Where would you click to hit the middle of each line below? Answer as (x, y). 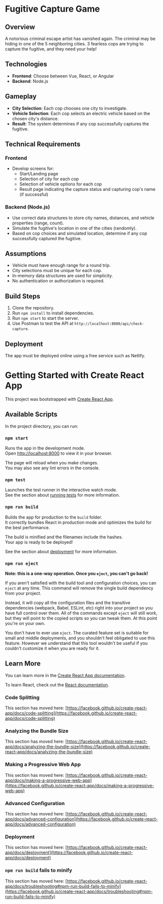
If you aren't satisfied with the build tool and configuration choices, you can (81, 583)
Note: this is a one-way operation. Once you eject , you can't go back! (77, 573)
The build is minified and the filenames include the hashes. (64, 537)
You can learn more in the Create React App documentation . (65, 675)
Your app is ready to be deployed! (39, 542)
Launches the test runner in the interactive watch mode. (61, 490)
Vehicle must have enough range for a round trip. (61, 265)
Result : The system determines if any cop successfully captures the (81, 124)
